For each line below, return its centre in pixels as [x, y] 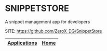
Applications [22, 43]
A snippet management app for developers [47, 22]
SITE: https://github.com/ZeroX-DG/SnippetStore [53, 31]
